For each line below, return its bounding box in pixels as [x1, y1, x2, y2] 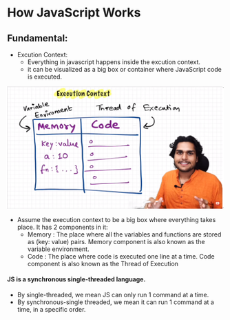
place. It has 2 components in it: [17, 223, 108, 231]
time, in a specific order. [17, 305, 86, 313]
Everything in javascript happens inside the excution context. [27, 58, 201, 66]
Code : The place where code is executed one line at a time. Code [27, 252, 215, 260]
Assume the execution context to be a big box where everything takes [17, 215, 216, 223]
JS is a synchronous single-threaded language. [7, 275, 146, 283]
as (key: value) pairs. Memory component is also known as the [27, 237, 205, 246]
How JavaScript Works [7, 5, 141, 21]
